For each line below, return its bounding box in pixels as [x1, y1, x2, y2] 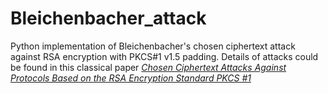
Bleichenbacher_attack [10, 7, 207, 30]
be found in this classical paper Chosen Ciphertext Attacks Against [10, 61, 287, 73]
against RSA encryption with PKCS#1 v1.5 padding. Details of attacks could [10, 50, 319, 62]
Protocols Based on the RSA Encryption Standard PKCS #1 [10, 72, 252, 84]
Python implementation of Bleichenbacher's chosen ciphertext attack [10, 40, 296, 52]
